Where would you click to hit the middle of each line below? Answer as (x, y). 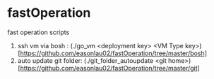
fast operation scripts (38, 32)
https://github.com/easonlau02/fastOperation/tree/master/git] (110, 68)
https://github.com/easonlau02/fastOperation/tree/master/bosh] (113, 53)
